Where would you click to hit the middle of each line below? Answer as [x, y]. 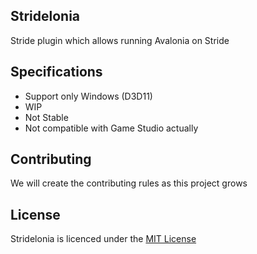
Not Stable [46, 117]
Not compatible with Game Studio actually [111, 128]
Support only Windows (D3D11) [88, 96]
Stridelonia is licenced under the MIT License [103, 239]
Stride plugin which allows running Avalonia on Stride [120, 40]
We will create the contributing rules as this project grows [129, 183]
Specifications [56, 72]
